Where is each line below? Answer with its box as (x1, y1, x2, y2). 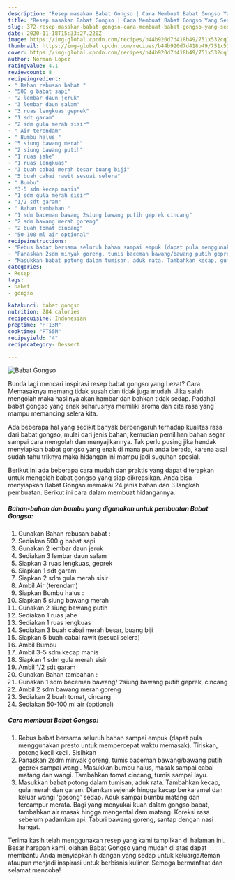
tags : (8, 277, 24, 284)
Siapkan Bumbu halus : (17, 589, 84, 597)
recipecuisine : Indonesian (8, 315, 86, 322)
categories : (8, 263, 43, 270)
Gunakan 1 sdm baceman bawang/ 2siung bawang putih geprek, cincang (17, 678, 228, 687)
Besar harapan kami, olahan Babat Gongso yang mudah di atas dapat (8, 844, 207, 852)
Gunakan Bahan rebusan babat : (17, 529, 111, 538)
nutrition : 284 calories (8, 309, 80, 316)
